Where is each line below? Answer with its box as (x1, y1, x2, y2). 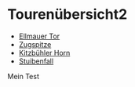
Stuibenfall (18, 56, 54, 66)
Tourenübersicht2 (7, 5, 128, 24)
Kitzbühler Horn (18, 48, 71, 57)
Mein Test (7, 71, 40, 81)
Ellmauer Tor (18, 31, 60, 41)
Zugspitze (18, 39, 52, 49)
